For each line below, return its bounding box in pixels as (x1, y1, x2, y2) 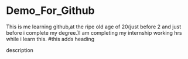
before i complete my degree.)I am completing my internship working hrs (6, 29, 183, 36)
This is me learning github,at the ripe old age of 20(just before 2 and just (6, 23, 182, 30)
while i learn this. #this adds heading (6, 35, 95, 42)
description (6, 46, 34, 53)
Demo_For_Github (6, 4, 95, 17)
